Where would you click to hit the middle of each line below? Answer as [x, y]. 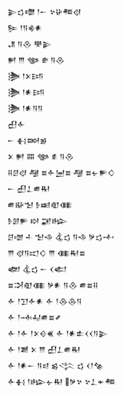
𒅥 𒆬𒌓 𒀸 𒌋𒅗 [37, 269]
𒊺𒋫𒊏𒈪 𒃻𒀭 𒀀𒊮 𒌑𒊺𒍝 [53, 285]
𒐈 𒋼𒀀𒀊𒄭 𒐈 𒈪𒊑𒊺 [46, 253]
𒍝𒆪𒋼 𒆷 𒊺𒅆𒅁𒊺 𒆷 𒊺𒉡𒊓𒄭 [61, 172]
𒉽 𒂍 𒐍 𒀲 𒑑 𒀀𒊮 [41, 156]
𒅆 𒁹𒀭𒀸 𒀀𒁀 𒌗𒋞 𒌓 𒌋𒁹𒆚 [56, 365]
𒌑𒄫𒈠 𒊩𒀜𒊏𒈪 [40, 205]
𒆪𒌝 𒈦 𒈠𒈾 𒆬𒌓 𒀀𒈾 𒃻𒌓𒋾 [61, 237]
